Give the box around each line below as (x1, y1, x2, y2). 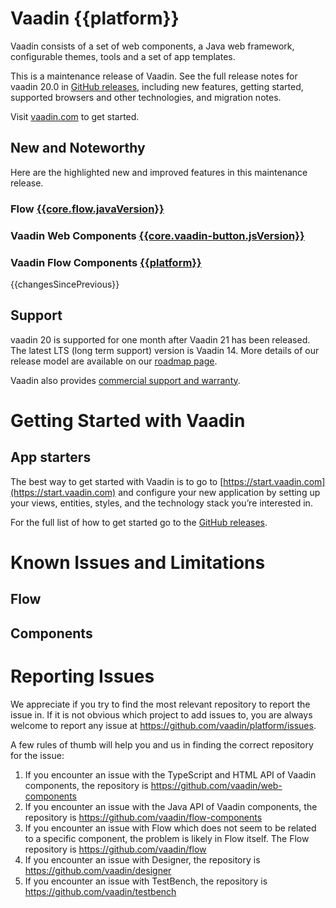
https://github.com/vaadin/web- (150, 779, 283, 791)
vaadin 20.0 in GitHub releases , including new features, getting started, (10, 80, 304, 92)
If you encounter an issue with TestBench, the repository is (24, 875, 268, 887)
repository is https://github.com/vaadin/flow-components (24, 811, 263, 823)
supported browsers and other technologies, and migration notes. (10, 91, 282, 103)
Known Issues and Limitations (10, 551, 266, 574)
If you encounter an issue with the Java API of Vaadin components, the (24, 800, 318, 812)
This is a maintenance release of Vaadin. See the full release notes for (10, 70, 298, 82)
